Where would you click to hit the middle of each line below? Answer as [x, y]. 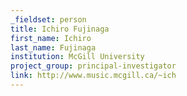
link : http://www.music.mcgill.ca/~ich [93, 76]
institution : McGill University [77, 57]
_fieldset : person [48, 19]
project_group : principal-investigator [93, 66]
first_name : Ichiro [51, 38]
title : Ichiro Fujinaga [60, 29]
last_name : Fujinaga [53, 47]
